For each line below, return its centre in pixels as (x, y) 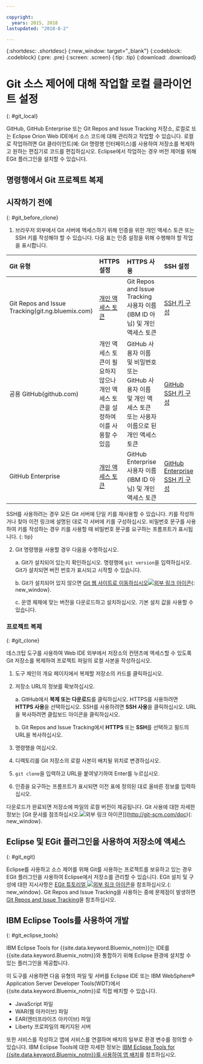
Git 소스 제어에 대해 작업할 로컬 (79, 84)
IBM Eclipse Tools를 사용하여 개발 (68, 921)
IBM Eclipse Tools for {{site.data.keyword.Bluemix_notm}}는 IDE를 (88, 948)
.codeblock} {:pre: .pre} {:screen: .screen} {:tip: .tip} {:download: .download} (101, 58)
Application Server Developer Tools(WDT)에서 (63, 983)
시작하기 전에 (29, 203)
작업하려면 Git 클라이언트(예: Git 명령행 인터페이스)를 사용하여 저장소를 (96, 144)
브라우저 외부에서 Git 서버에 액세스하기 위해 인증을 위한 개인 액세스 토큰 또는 (105, 230)
